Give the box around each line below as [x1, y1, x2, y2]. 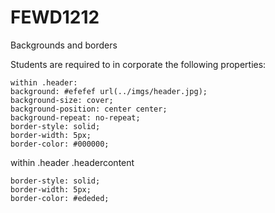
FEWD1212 [10, 6, 100, 29]
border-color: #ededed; [10, 193, 110, 203]
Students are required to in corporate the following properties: [10, 58, 267, 70]
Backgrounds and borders [10, 39, 118, 51]
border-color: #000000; [10, 139, 110, 149]
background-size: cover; [10, 95, 114, 105]
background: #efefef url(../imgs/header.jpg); [10, 86, 208, 96]
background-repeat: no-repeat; [10, 112, 141, 123]
